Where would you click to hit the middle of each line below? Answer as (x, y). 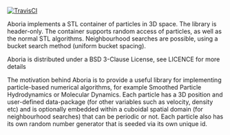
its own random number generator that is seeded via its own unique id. (107, 124)
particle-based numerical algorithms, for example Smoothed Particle (104, 87)
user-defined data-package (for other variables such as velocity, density (110, 102)
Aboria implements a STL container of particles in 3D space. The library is (112, 24)
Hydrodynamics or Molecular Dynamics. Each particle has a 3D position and (115, 94)
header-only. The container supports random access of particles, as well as (115, 31)
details (17, 66)
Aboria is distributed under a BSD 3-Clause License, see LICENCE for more (114, 59)
